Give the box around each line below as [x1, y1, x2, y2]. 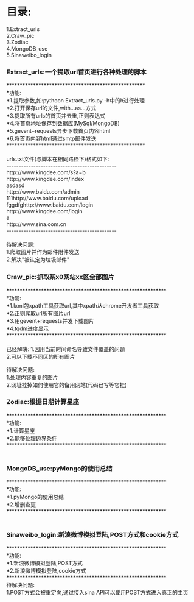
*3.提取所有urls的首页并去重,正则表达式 [6, 112, 105, 119]
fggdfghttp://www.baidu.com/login [6, 201, 93, 208]
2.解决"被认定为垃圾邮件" [6, 256, 70, 263]
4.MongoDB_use [6, 44, 48, 52]
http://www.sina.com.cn [6, 221, 67, 228]
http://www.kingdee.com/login [6, 208, 83, 215]
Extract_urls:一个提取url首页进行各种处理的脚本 [6, 68, 147, 76]
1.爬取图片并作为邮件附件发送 [6, 249, 80, 256]
